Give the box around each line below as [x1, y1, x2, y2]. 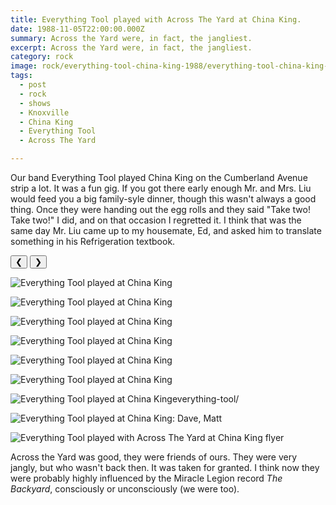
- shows [19, 98, 52, 108]
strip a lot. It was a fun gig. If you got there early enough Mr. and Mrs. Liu [10, 182, 312, 194]
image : [10, 61, 38, 71]
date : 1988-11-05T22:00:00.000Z [10, 24, 145, 34]
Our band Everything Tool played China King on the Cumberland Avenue [10, 172, 308, 183]
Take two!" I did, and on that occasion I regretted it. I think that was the [10, 214, 302, 226]
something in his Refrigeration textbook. [10, 236, 176, 247]
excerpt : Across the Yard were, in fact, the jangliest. [10, 42, 253, 53]
